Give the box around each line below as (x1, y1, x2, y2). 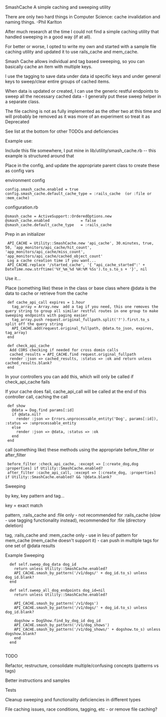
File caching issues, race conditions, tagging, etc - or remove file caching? (5, 706, 158, 712)
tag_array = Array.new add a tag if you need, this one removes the (11, 304, 159, 309)
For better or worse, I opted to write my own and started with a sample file (5, 44, 157, 49)
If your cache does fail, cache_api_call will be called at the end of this (5, 388, 147, 394)
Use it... (5, 276, 21, 281)
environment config (5, 177, 46, 183)
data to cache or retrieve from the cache (5, 290, 88, 296)
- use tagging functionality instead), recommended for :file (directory (5, 517, 146, 523)
